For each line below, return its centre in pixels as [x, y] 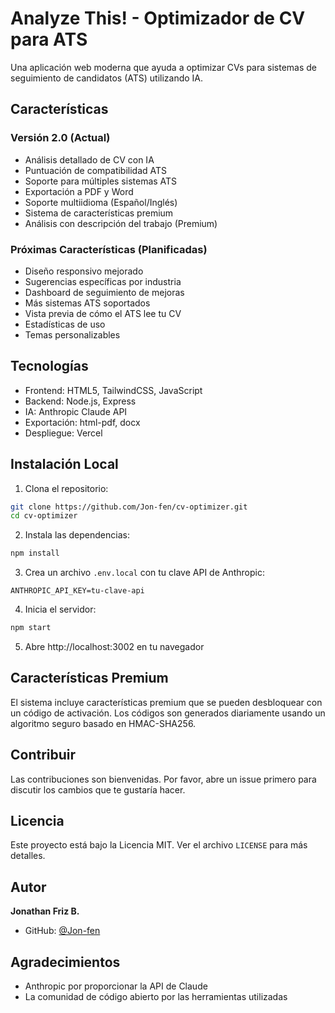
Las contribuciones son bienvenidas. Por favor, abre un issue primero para [163, 779]
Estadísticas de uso [65, 324]
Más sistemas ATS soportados [87, 303]
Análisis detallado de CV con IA [89, 159]
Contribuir [43, 755]
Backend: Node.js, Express [80, 401]
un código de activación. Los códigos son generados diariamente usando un [168, 713]
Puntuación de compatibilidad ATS [96, 170]
